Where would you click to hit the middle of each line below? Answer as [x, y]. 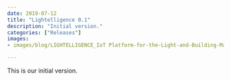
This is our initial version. [42, 70]
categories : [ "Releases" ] [44, 32]
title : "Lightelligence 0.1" [49, 20]
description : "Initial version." [55, 26]
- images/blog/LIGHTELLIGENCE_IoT [57, 45]
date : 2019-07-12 [32, 13]
